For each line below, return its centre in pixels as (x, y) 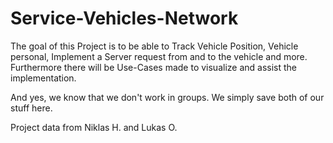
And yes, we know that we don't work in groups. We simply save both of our (167, 97)
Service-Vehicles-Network (124, 18)
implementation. (43, 78)
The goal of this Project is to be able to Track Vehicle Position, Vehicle (154, 46)
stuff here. (31, 108)
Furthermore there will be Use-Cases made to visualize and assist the (154, 67)
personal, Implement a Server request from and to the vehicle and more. (159, 56)
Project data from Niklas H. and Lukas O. (94, 127)
